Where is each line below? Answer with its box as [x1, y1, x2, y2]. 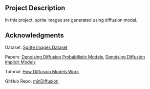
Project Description [5, 4, 65, 12]
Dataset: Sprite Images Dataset [5, 44, 68, 50]
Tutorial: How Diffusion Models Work [5, 68, 79, 74]
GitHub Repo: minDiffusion [5, 78, 59, 84]
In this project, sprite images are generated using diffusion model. [5, 17, 138, 23]
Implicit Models [5, 59, 36, 65]
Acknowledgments [5, 31, 64, 40]
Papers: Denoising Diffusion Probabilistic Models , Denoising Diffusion [5, 54, 145, 59]
